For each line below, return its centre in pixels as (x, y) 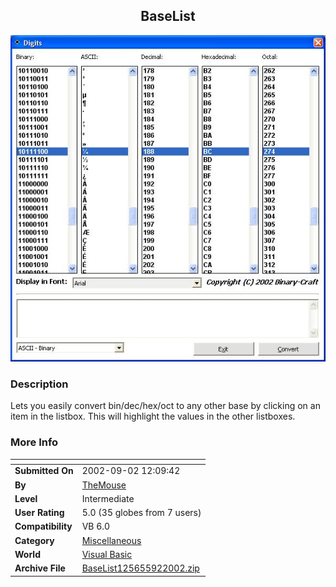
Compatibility (43, 526)
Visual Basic (107, 554)
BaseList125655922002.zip (140, 568)
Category (34, 540)
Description (39, 384)
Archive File (40, 568)
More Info (34, 442)
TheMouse (104, 485)
